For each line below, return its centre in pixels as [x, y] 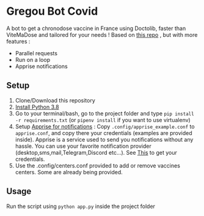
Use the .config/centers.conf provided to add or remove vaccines [97, 165]
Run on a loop [33, 60]
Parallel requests [36, 53]
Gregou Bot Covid [52, 11]
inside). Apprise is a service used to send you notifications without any [104, 139]
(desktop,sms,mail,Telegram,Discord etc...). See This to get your [96, 152]
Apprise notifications [42, 66]
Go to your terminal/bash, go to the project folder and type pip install [104, 113]
